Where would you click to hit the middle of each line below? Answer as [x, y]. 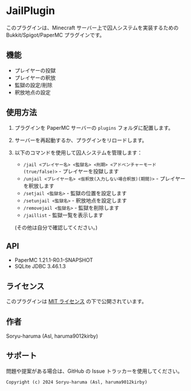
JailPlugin [31, 11]
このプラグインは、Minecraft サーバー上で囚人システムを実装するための [93, 27]
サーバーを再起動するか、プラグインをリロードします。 [81, 140]
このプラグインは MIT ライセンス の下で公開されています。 [77, 302]
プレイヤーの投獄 [35, 70]
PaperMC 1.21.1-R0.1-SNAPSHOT [54, 260]
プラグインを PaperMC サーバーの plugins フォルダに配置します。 [94, 127]
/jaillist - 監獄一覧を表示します [63, 215]
